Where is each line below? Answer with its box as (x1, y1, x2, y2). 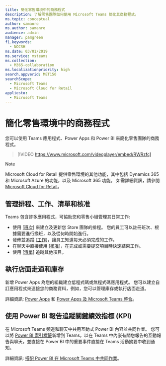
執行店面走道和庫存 (5, 265, 64, 274)
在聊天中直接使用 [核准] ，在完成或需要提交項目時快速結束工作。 (12, 243, 143, 249)
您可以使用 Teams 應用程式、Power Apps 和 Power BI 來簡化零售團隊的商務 (5, 135, 160, 142)
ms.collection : (5, 58, 37, 63)
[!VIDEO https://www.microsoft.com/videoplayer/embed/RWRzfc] (17, 151, 152, 157)
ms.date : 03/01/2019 (5, 49, 48, 54)
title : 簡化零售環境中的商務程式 (5, 7, 66, 12)
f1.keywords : (5, 40, 32, 45)
